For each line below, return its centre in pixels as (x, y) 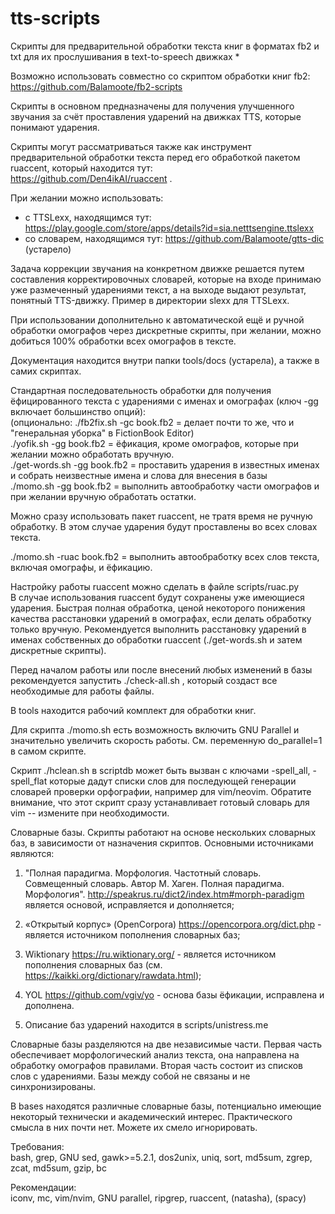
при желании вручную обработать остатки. (103, 496)
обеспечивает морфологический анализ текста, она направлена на (155, 1054)
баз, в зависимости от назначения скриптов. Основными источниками (162, 843)
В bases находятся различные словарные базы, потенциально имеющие (166, 1106)
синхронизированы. (53, 1086)
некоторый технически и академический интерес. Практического (151, 1116)
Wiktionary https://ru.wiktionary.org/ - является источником (150, 954)
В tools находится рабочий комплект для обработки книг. (133, 710)
